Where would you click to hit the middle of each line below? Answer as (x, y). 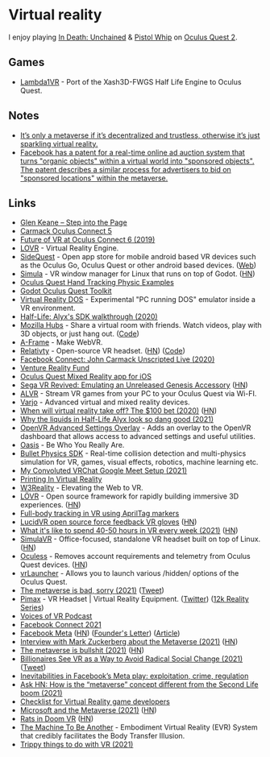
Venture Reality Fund (55, 368)
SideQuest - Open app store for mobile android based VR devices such (138, 257)
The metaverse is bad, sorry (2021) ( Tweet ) (92, 590)
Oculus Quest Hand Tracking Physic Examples (97, 283)
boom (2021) (41, 693)
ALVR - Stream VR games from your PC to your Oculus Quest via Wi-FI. (138, 394)
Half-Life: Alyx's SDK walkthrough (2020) (89, 316)
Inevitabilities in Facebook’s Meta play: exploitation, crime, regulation (134, 676)
